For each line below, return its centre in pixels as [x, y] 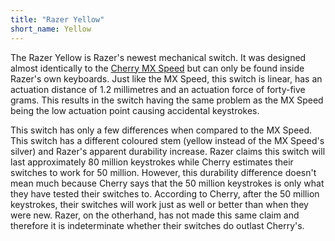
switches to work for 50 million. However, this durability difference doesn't [163, 172]
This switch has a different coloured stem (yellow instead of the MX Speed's [167, 140]
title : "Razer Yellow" [57, 19]
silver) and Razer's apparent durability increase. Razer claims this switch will [168, 151]
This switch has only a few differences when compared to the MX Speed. [161, 130]
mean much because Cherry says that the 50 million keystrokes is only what [167, 183]
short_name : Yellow [51, 29]
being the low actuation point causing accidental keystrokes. [135, 110]
